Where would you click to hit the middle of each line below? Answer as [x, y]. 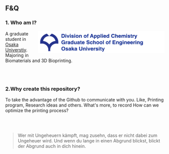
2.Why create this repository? [43, 89]
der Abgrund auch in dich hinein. [52, 146]
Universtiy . [16, 49]
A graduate [17, 34]
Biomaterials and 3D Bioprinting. [39, 61]
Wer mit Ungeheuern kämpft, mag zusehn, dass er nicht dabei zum [88, 135]
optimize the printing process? [37, 110]
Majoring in [17, 55]
